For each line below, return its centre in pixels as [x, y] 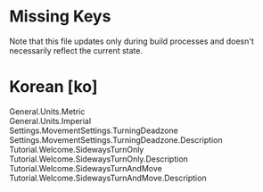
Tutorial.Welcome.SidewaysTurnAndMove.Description [108, 178]
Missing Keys [60, 17]
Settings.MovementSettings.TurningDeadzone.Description [116, 139]
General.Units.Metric [47, 111]
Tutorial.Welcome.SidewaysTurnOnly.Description [99, 159]
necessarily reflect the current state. [76, 50]
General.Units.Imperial [50, 121]
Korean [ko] [53, 87]
